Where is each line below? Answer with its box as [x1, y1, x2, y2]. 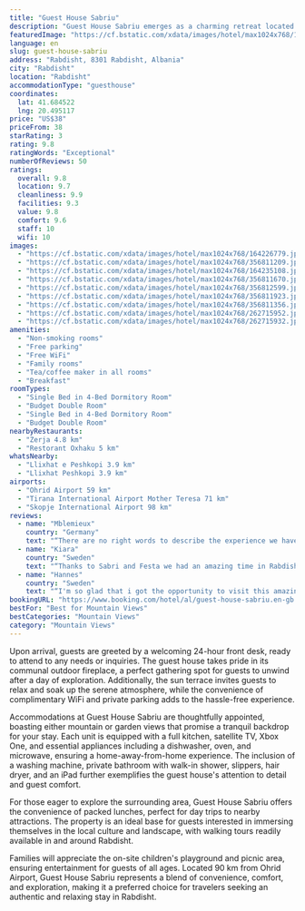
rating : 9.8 [9, 140, 54, 149]
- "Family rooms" [17, 359, 84, 368]
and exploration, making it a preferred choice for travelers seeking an [9, 881, 269, 892]
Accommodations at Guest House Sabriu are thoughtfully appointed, [9, 711, 265, 722]
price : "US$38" [9, 114, 67, 123]
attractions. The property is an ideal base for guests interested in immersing [9, 816, 293, 827]
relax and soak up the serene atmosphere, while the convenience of [9, 684, 264, 695]
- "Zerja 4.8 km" [17, 435, 84, 445]
